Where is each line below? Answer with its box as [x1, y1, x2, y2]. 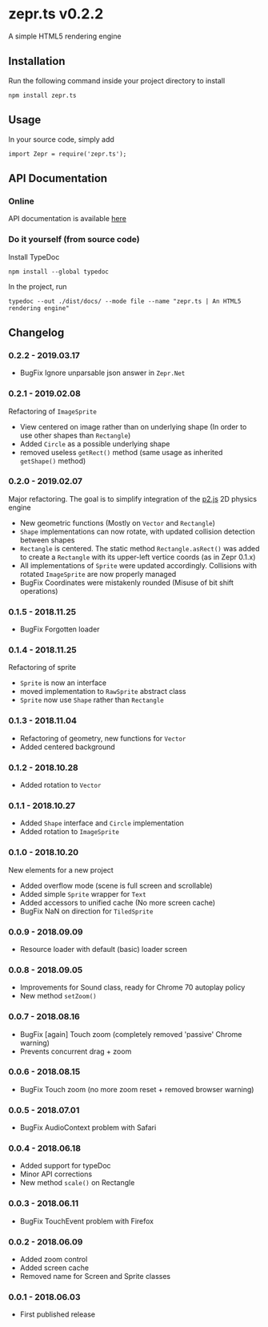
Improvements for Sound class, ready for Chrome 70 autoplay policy [19, 982, 246, 992]
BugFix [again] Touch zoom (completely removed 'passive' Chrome [19, 1029, 242, 1039]
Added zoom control [19, 1254, 88, 1264]
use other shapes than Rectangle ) [19, 430, 131, 440]
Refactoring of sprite [8, 663, 77, 672]
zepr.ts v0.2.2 [8, 5, 104, 23]
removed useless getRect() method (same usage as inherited [19, 447, 223, 457]
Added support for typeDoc [19, 1161, 111, 1171]
